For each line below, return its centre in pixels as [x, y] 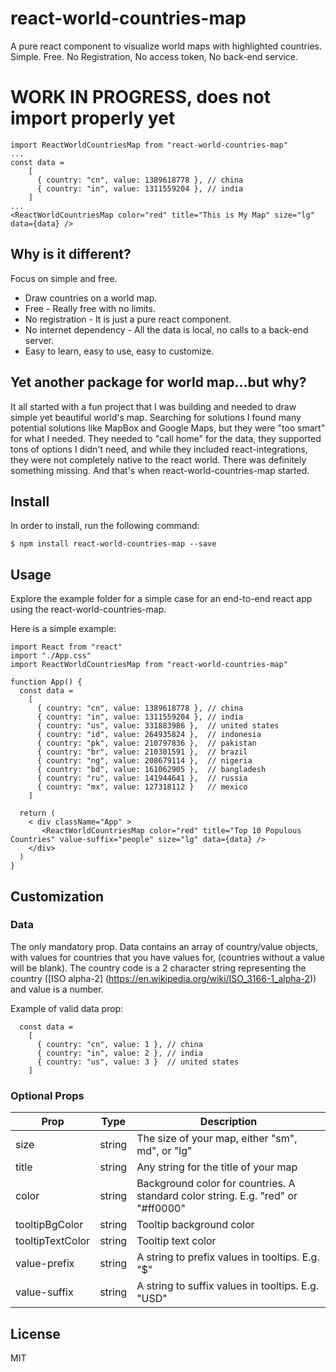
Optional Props [47, 1095]
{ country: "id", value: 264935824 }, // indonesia [149, 735]
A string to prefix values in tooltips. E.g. [228, 1257]
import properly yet [93, 118]
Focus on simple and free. [64, 278]
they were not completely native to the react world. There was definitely [158, 459]
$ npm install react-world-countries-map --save [113, 544]
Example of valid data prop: [67, 1008]
